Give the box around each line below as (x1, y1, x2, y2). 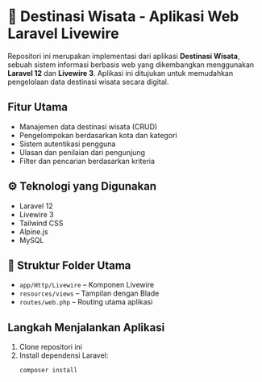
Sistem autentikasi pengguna (19, 139, 116, 149)
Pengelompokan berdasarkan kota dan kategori (19, 130, 178, 140)
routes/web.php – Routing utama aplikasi (19, 297, 153, 307)
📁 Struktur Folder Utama (7, 258, 131, 272)
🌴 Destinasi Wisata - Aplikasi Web (7, 7, 239, 26)
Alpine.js (19, 226, 49, 237)
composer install (19, 367, 78, 375)
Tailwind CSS (19, 218, 64, 228)
